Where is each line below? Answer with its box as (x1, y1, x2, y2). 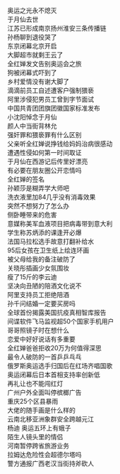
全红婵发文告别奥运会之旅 (7, 60, 82, 68)
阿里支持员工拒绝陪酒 (7, 291, 69, 298)
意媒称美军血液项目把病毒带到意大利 (7, 220, 113, 227)
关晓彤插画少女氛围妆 (7, 264, 69, 272)
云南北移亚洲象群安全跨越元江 (7, 415, 94, 423)
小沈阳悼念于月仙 (7, 113, 57, 121)
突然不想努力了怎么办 (7, 202, 69, 210)
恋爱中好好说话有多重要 (7, 335, 76, 343)
